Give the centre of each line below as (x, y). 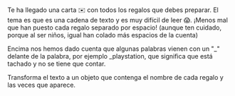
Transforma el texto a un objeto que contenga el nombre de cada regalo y (116, 77)
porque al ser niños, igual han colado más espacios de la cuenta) (103, 35)
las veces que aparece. (42, 85)
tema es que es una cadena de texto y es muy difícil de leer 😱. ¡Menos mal (117, 20)
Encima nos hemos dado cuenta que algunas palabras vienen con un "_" (114, 49)
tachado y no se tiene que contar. (57, 64)
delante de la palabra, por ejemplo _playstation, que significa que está (110, 56)
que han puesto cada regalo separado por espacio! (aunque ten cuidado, (115, 28)
